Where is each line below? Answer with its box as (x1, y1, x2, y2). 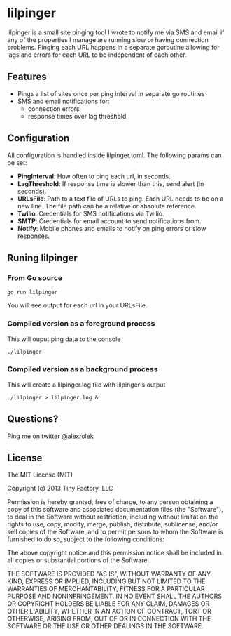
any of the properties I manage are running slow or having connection (7, 35, 209, 44)
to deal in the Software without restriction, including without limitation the (7, 512, 218, 521)
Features (7, 71, 47, 83)
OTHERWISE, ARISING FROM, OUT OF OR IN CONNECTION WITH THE (7, 614, 211, 623)
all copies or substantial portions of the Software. (7, 556, 149, 564)
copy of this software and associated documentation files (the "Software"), (7, 505, 224, 514)
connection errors (27, 104, 80, 113)
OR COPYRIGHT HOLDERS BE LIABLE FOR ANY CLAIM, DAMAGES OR (7, 599, 210, 608)
